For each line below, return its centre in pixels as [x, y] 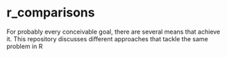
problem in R [25, 46]
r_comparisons [51, 13]
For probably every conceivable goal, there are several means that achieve [113, 32]
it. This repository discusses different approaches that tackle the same [108, 38]
